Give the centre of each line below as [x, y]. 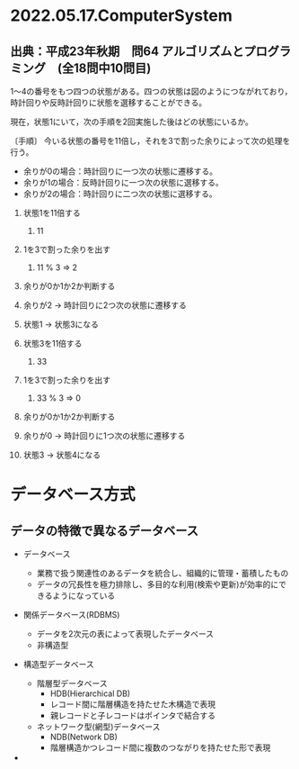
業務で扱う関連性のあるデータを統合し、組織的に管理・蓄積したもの [163, 573]
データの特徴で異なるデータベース [104, 531]
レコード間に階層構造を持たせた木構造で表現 [133, 704]
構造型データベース [59, 664]
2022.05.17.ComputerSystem [121, 16]
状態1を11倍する [52, 213]
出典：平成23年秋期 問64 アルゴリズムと [127, 51]
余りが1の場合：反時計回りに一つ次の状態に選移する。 [123, 182]
